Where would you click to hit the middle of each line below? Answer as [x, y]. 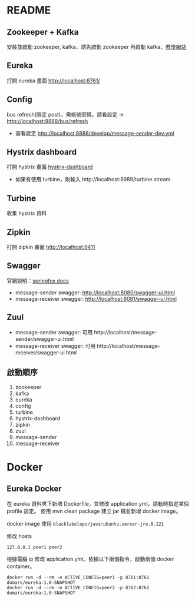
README [29, 10]
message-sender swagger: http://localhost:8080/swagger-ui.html [95, 293]
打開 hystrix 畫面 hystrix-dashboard [50, 167]
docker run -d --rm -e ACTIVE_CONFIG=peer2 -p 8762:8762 [78, 587]
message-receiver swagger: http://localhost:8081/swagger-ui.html [96, 298]
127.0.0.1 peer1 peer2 [34, 547]
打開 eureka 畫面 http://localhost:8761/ [53, 81]
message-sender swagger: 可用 [54, 332]
